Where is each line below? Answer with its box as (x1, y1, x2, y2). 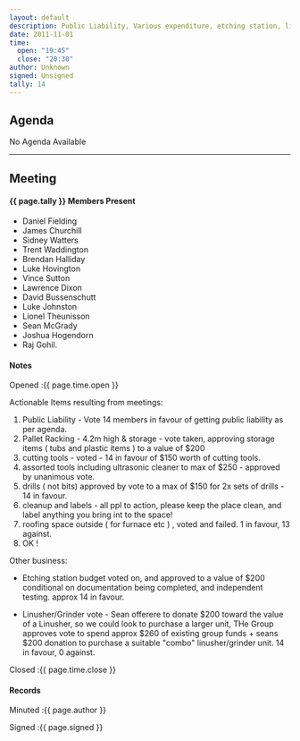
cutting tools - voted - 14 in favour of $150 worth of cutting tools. (21, 453, 261, 464)
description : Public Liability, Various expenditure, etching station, (9, 21, 281, 30)
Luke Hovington (21, 263, 81, 274)
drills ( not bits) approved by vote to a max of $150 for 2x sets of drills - (21, 481, 285, 492)
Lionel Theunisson (21, 311, 91, 322)
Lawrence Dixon (21, 283, 83, 294)
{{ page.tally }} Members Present (9, 196, 136, 207)
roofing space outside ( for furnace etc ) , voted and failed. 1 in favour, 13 (21, 519, 290, 530)
